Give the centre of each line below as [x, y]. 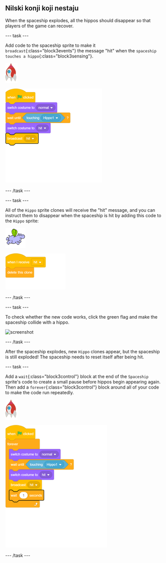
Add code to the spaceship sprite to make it [50, 45]
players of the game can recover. [39, 26]
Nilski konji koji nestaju [42, 8]
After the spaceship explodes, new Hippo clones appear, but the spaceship [82, 351]
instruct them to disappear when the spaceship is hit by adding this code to [83, 215]
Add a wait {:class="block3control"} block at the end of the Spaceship [77, 376]
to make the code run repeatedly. [40, 392]
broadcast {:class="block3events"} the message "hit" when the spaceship [81, 50]
